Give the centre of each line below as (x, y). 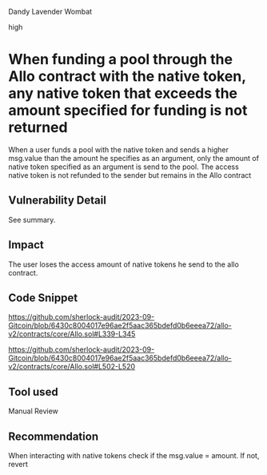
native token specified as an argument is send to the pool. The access (124, 167)
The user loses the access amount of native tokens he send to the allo (124, 264)
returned (38, 128)
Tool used (33, 392)
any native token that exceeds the (123, 93)
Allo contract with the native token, (127, 76)
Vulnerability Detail (57, 201)
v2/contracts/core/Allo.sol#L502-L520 (72, 367)
